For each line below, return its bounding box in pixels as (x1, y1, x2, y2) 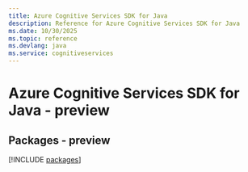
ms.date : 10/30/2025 (8, 27, 78, 35)
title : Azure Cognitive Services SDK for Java (8, 11, 168, 20)
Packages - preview (8, 133, 111, 147)
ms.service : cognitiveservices (8, 49, 114, 57)
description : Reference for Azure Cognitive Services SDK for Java (8, 19, 241, 27)
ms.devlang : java (8, 42, 67, 50)
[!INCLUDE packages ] (8, 155, 82, 164)
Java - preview (8, 102, 111, 120)
